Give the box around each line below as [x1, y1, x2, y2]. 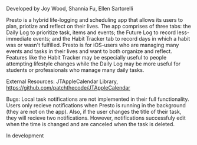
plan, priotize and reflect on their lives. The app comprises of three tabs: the [6, 23, 192, 29]
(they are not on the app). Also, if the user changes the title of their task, [6, 108, 182, 115]
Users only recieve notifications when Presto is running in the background [6, 102, 186, 108]
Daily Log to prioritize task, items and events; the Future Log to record [6, 29, 176, 36]
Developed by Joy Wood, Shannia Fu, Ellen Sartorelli [6, 5, 134, 12]
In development [6, 132, 44, 139]
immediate [6, 35, 32, 42]
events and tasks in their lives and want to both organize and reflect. [6, 48, 172, 55]
